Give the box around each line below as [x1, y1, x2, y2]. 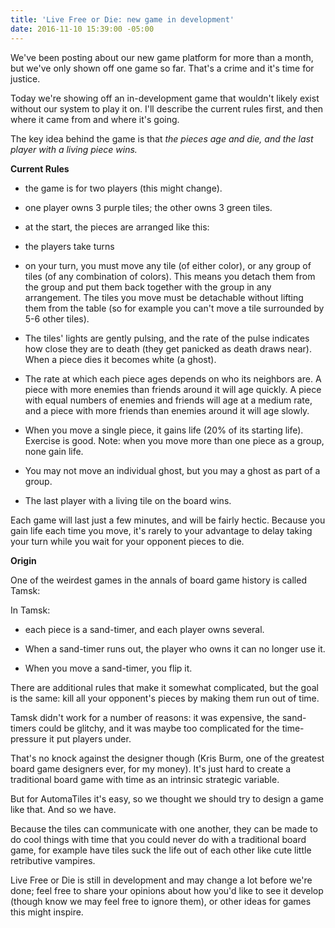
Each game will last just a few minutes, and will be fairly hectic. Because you [10, 514, 326, 526]
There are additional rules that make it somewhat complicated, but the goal [10, 681, 319, 693]
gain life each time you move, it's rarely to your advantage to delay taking [10, 524, 313, 536]
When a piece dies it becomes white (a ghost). [24, 353, 217, 365]
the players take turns [24, 240, 115, 252]
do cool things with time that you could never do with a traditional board [10, 833, 307, 845]
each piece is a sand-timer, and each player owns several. [24, 623, 265, 635]
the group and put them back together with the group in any [24, 281, 272, 293]
